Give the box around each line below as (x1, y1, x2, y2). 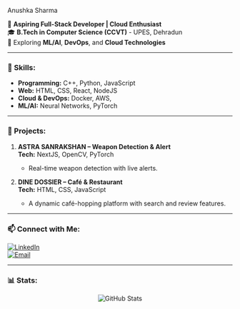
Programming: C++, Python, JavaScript (17, 78, 136, 88)
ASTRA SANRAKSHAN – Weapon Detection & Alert (17, 142, 171, 151)
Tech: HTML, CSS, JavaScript (17, 185, 106, 193)
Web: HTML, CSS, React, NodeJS (17, 86, 118, 95)
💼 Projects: (7, 126, 46, 136)
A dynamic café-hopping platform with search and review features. (28, 199, 226, 208)
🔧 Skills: (7, 62, 36, 72)
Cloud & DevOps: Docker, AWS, (17, 94, 112, 103)
